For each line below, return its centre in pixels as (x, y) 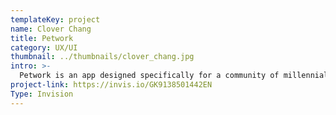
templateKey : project (55, 19)
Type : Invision (42, 94)
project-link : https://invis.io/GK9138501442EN (111, 85)
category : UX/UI (44, 47)
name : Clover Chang (51, 29)
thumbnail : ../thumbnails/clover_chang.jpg (102, 57)
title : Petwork (42, 38)
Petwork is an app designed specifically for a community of (149, 76)
